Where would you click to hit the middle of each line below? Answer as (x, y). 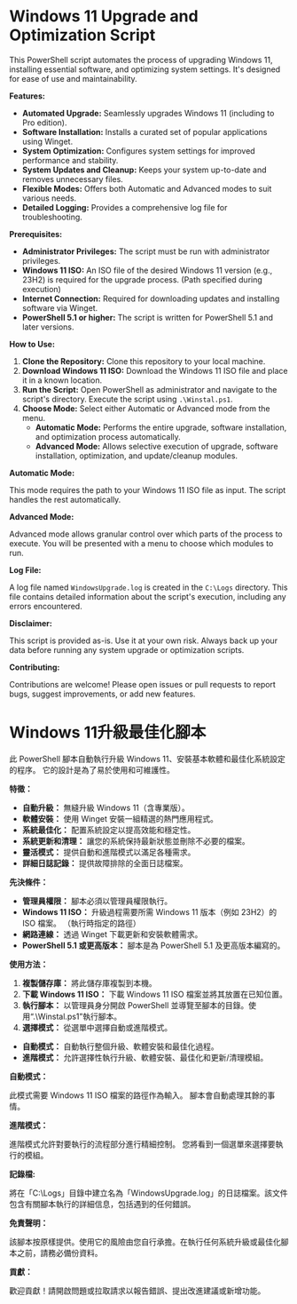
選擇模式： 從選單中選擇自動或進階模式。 (97, 1027)
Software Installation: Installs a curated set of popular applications (145, 131)
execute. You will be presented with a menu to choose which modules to (141, 543)
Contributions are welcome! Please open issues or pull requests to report (143, 684)
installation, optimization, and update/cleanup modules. (136, 456)
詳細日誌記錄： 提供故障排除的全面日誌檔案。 (105, 863)
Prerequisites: (36, 234)
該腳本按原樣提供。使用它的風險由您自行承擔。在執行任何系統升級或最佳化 (145, 1242)
